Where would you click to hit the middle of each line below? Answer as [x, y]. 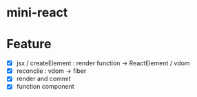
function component [45, 87]
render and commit [43, 79]
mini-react [37, 13]
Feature [29, 44]
